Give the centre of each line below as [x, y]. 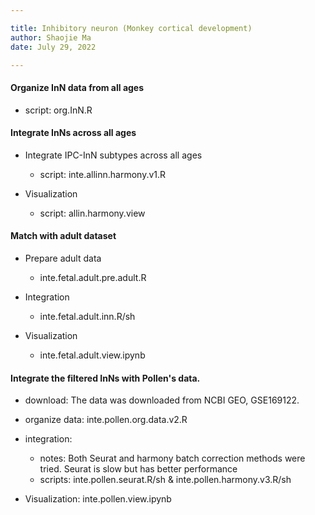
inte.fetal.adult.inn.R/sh [87, 316]
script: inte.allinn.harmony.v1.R [103, 174]
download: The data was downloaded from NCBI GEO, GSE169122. [162, 400]
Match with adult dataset [63, 236]
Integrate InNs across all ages [73, 133]
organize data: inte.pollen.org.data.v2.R [106, 420]
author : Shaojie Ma [51, 37]
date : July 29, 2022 [53, 47]
